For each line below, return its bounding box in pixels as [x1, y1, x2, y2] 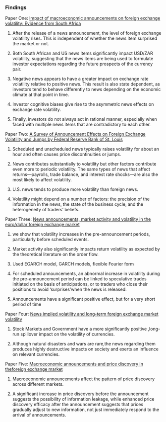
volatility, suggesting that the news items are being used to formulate [12, 56, 154, 62]
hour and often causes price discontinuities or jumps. [12, 151, 121, 158]
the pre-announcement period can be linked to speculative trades [12, 276, 147, 282]
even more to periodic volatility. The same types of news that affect [12, 166, 150, 172]
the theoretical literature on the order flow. [12, 252, 99, 257]
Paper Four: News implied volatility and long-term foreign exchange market [5, 311, 159, 317]
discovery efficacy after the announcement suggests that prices [12, 402, 144, 408]
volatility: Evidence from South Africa [5, 20, 81, 26]
